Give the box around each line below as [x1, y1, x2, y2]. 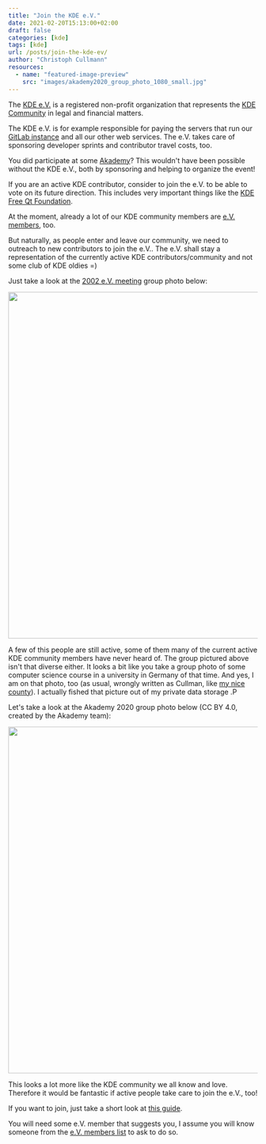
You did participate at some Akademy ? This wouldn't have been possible [8, 155, 245, 165]
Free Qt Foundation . [8, 196, 74, 206]
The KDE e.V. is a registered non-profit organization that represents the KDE [8, 100, 256, 109]
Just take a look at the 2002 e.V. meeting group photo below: [8, 276, 208, 285]
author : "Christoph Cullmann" [8, 56, 108, 64]
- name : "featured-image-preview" [15, 71, 129, 78]
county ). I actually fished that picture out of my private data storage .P [8, 687, 237, 696]
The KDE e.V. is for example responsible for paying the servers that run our [8, 124, 253, 133]
